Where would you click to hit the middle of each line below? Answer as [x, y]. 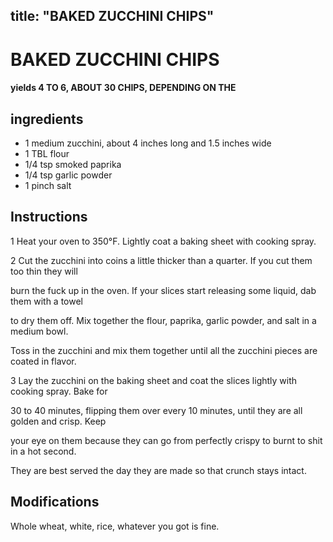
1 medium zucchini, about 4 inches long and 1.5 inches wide [148, 143]
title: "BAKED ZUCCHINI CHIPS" [112, 16]
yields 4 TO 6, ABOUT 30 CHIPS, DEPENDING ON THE [123, 88]
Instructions [49, 217]
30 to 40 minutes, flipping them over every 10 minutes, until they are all [156, 410]
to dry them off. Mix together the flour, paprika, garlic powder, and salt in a [163, 320]
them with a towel [47, 301]
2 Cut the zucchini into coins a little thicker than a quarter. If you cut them [161, 260]
